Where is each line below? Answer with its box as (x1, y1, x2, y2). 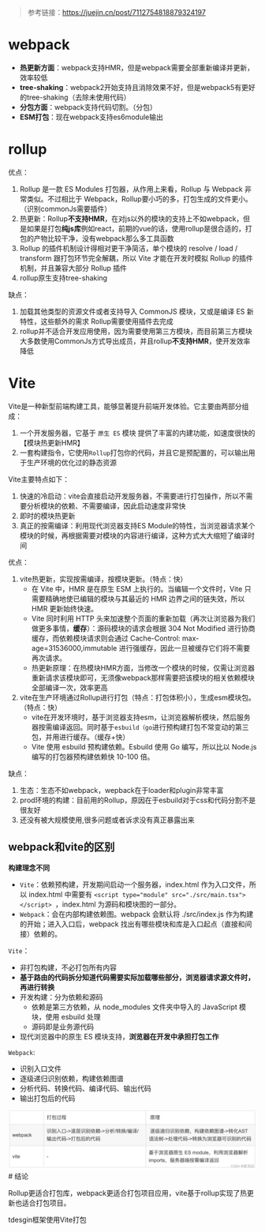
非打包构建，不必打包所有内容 (19, 963, 117, 972)
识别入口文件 (19, 1064, 62, 1073)
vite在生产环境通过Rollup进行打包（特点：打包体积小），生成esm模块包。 (19, 693, 256, 702)
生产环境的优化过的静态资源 (26, 457, 117, 467)
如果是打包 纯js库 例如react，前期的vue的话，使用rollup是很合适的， (26, 223, 246, 233)
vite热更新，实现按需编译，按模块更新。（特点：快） (19, 574, 188, 584)
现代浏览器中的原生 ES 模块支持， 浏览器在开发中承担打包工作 (19, 1031, 219, 1041)
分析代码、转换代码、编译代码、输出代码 (19, 1084, 151, 1093)
